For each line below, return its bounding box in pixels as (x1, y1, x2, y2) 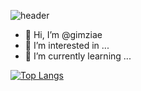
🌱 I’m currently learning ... (24, 50, 132, 62)
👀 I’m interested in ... (24, 40, 110, 51)
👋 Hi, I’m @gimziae (24, 29, 103, 40)
